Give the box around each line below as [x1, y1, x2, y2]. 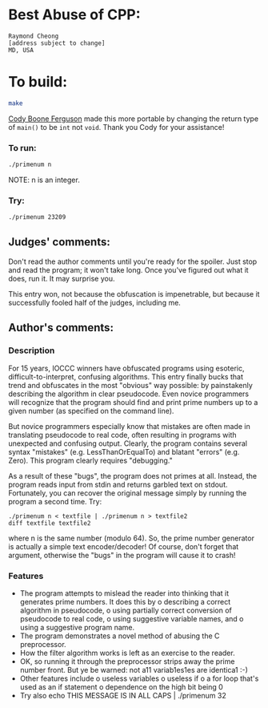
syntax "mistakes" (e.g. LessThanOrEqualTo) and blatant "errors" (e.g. [8, 447, 240, 456]
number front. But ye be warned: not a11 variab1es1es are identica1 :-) [19, 665, 248, 674]
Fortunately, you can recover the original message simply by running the [8, 488, 247, 498]
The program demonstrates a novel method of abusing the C [19, 631, 220, 641]
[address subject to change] [8, 38, 106, 47]
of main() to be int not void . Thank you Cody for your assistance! [8, 122, 225, 131]
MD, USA [8, 46, 34, 54]
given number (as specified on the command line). [8, 406, 174, 415]
